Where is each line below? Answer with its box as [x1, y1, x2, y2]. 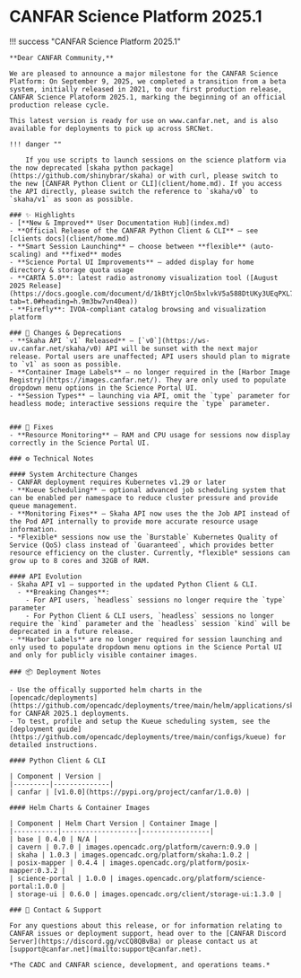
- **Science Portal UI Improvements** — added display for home [9, 258, 254, 267]
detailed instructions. [9, 740, 99, 749]
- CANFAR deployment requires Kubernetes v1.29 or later [9, 478, 227, 487]
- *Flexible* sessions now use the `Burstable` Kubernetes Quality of [9, 533, 279, 542]
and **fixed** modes [45, 250, 123, 259]
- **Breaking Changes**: [17, 587, 110, 596]
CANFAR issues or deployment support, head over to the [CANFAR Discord [9, 929, 287, 938]
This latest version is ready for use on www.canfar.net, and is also [9, 116, 279, 125]
